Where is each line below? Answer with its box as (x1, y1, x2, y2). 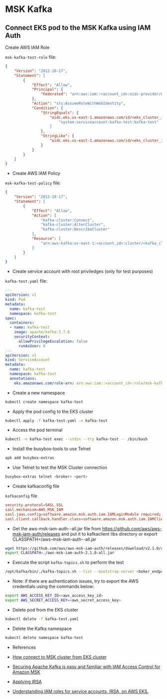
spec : (5, 316, 16, 321)
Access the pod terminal (12, 427, 63, 433)
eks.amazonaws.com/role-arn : (14, 381, 75, 386)
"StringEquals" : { (40, 110, 79, 115)
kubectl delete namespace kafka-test (5, 635, 83, 640)
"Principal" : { (31, 87, 64, 92)
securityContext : (14, 334, 50, 339)
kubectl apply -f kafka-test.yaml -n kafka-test (5, 418, 108, 423)
